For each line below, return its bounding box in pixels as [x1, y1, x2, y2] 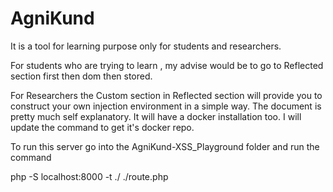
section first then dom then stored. [10, 70, 153, 82]
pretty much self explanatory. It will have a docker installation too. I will [10, 110, 302, 122]
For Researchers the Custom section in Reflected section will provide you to [10, 89, 323, 101]
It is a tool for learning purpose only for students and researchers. [10, 40, 282, 52]
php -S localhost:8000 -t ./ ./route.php [10, 170, 169, 182]
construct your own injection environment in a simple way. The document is [10, 100, 322, 112]
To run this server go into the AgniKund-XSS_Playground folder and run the [10, 140, 320, 152]
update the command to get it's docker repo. [10, 121, 195, 133]
